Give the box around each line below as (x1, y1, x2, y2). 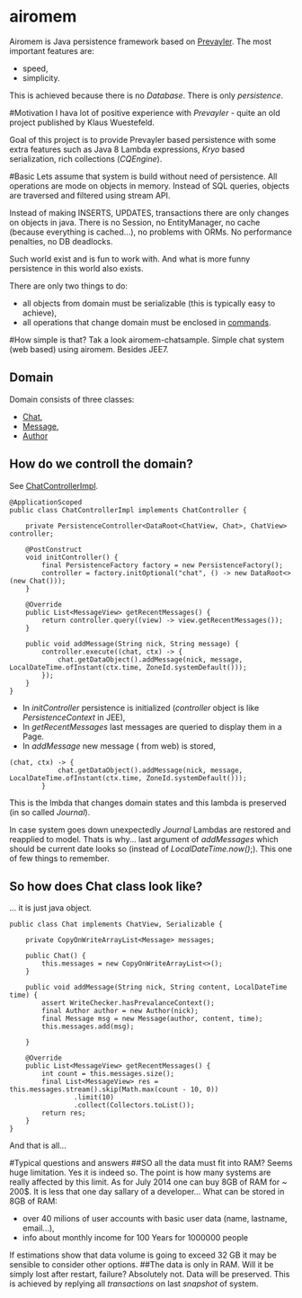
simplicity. (22, 72, 60, 83)
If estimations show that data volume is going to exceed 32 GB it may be (9, 1249, 277, 1260)
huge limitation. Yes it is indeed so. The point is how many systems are (9, 1167, 271, 1178)
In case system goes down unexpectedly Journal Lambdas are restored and (9, 824, 291, 835)
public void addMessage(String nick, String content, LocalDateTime (25, 982, 288, 992)
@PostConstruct (25, 545, 83, 554)
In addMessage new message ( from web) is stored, (22, 740, 216, 751)
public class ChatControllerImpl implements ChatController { (9, 505, 247, 514)
